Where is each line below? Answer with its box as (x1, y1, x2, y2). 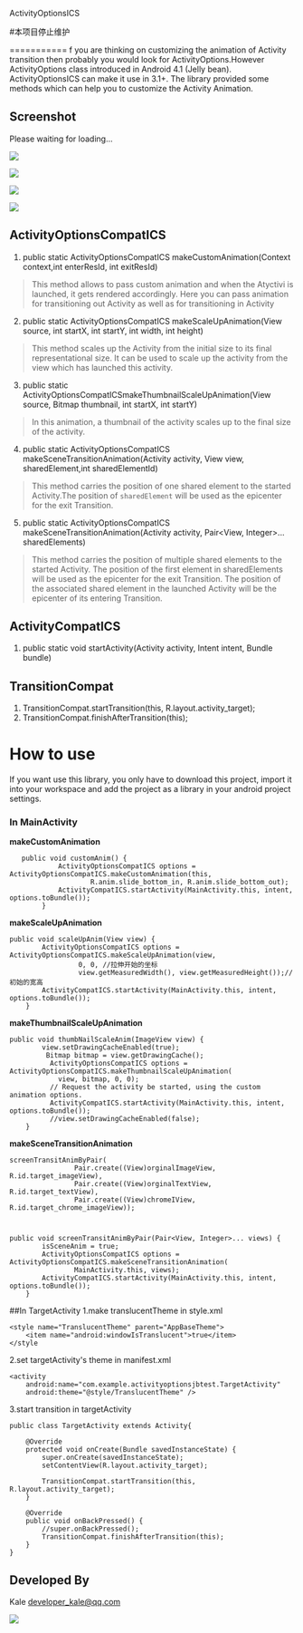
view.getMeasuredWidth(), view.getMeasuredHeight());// (78, 969, 294, 978)
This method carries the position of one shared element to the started (31, 480, 291, 491)
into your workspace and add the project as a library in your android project (9, 784, 291, 795)
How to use (9, 744, 96, 765)
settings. (9, 793, 43, 805)
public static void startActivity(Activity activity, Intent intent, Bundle (22, 643, 273, 653)
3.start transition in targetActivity (9, 1404, 132, 1415)
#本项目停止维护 (9, 26, 71, 37)
